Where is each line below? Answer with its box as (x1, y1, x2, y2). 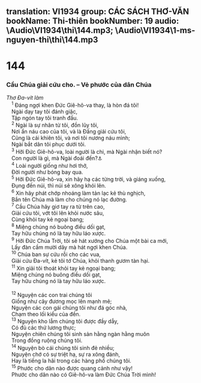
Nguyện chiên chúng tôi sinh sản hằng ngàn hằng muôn (11, 331, 150, 338)
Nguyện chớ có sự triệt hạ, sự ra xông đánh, (11, 351, 121, 358)
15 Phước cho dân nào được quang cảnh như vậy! (11, 364, 133, 372)
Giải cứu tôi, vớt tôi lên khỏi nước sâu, (11, 209, 104, 217)
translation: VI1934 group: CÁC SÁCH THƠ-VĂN (6, 7, 190, 17)
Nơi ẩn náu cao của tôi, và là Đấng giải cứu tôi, (11, 128, 127, 135)
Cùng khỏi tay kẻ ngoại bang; (11, 216, 84, 223)
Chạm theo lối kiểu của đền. (11, 310, 81, 317)
